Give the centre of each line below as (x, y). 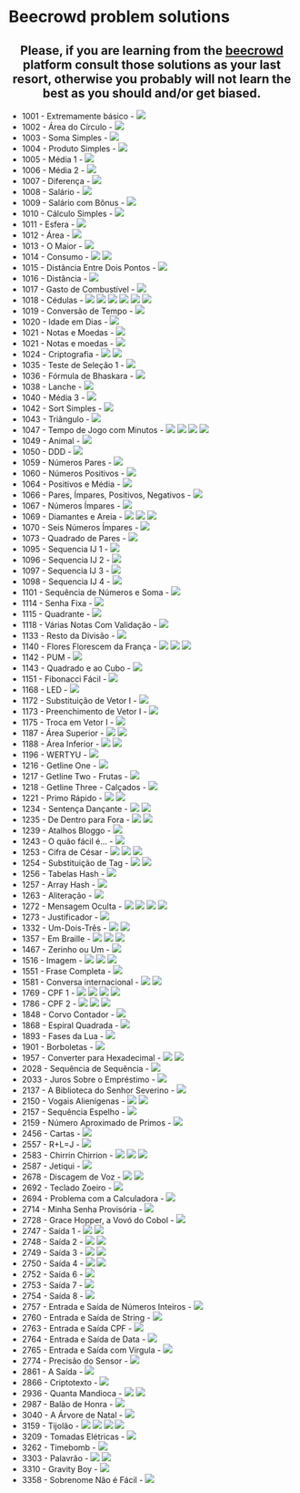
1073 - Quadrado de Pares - (74, 538)
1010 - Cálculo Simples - (67, 213)
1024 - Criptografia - (60, 354)
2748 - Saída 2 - (52, 1242)
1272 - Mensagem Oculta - (72, 906)
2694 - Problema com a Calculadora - (93, 1199)
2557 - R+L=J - (51, 1144)
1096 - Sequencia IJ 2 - (66, 560)
